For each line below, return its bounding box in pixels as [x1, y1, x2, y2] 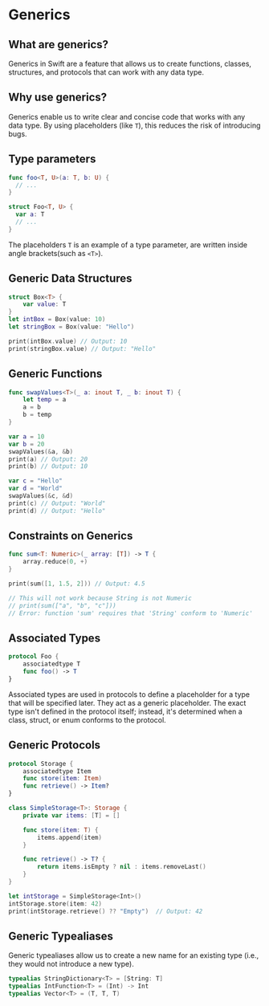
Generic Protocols [8, 739, 101, 752]
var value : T [22, 300, 67, 308]
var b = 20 [8, 440, 45, 448]
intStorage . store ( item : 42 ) [8, 899, 103, 908]
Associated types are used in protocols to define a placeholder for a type [8, 689, 251, 699]
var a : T [15, 210, 45, 218]
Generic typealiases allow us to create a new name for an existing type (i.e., [8, 951, 259, 960]
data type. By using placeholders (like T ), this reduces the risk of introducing [8, 120, 261, 130]
